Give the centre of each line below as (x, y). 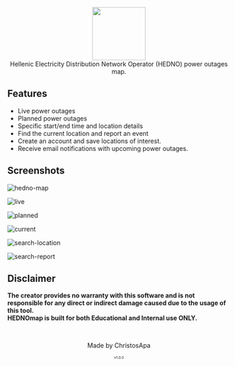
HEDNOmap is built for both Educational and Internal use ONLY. (102, 318)
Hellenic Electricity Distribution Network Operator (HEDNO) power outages (119, 64)
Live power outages (46, 110)
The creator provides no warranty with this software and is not (101, 296)
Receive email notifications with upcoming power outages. (103, 148)
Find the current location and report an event (83, 133)
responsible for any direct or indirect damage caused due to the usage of (117, 303)
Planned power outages (52, 118)
